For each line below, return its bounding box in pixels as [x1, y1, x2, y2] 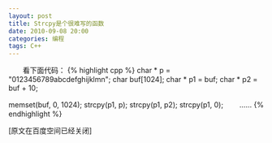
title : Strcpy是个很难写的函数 [8, 19, 105, 28]
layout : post [8, 11, 53, 20]
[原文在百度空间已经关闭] [8, 126, 93, 136]
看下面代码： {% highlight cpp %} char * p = [22, 66, 171, 76]
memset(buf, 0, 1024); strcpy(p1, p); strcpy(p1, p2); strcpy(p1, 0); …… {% [8, 100, 264, 110]
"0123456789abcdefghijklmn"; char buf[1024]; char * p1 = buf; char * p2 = [8, 75, 258, 84]
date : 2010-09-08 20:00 [8, 27, 89, 35]
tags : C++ [8, 42, 42, 50]
